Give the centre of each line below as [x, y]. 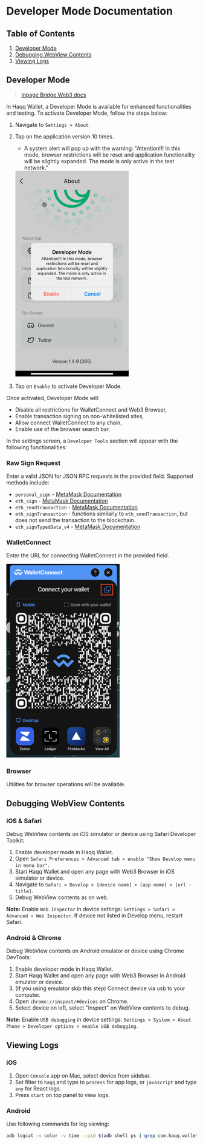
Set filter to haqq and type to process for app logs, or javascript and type [106, 1082]
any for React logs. [38, 1089]
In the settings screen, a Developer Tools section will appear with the [92, 441]
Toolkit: [15, 840]
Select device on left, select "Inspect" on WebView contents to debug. [102, 1008]
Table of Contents [41, 34]
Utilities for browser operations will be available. [66, 784]
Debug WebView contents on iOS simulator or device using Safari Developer [101, 834]
